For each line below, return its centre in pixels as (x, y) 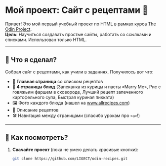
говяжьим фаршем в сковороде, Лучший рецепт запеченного (78, 92)
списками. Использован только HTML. (46, 40)
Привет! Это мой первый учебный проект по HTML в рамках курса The (81, 24)
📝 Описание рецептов (35, 110)
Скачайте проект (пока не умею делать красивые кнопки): (75, 149)
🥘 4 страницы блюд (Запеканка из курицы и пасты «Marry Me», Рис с (86, 87)
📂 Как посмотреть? (37, 138)
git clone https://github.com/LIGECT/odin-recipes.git (70, 159)
